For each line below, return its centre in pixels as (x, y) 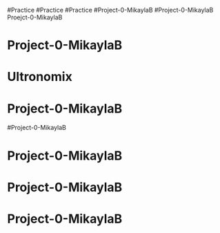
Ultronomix (40, 77)
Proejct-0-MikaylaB (35, 17)
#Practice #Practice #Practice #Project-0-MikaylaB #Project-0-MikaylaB (110, 10)
